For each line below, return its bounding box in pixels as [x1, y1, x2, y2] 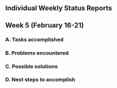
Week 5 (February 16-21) [5, 21, 84, 29]
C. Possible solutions [5, 62, 58, 69]
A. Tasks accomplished [5, 36, 64, 43]
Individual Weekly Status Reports [5, 4, 112, 12]
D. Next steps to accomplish [5, 76, 76, 83]
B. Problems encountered [5, 49, 69, 56]
